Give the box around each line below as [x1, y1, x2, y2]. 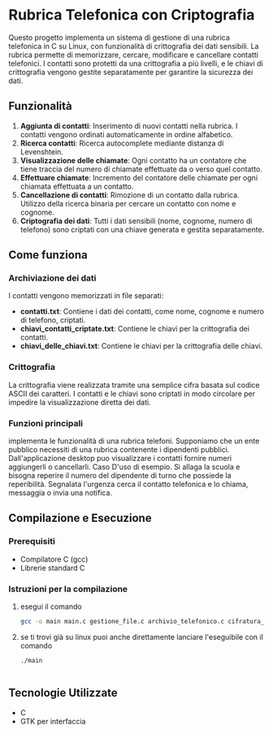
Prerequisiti [8, 536, 55, 547]
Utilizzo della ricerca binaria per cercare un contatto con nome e [19, 198, 236, 208]
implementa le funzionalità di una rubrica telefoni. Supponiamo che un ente [8, 436, 260, 446]
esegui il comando [19, 602, 83, 611]
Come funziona [8, 248, 88, 262]
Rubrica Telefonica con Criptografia [8, 6, 255, 24]
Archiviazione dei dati [8, 272, 97, 284]
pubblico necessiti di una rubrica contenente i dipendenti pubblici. [8, 445, 230, 454]
